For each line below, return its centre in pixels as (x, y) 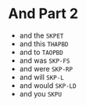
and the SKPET (41, 35)
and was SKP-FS (45, 60)
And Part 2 (43, 14)
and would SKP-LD (48, 85)
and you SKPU (41, 93)
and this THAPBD (44, 43)
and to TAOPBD (41, 52)
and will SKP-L (41, 77)
